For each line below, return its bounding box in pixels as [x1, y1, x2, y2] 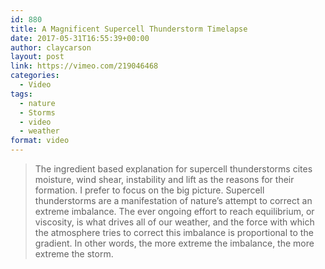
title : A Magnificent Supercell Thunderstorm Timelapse [10, 24, 248, 34]
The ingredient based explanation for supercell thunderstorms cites [34, 163, 313, 175]
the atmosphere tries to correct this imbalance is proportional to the [34, 227, 314, 238]
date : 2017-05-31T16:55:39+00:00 [10, 33, 150, 43]
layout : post [10, 52, 65, 62]
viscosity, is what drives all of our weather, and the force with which [34, 216, 315, 228]
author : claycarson [10, 42, 92, 53]
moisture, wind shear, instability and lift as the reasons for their [34, 174, 295, 185]
